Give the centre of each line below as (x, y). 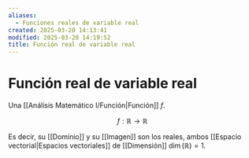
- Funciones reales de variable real (77, 23)
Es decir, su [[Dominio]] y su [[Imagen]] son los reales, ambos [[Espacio (125, 137)
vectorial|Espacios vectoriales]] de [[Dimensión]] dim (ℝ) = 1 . (107, 145)
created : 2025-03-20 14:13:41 (58, 30)
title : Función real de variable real (72, 45)
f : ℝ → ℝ (132, 121)
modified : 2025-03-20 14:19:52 (59, 37)
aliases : (22, 15)
